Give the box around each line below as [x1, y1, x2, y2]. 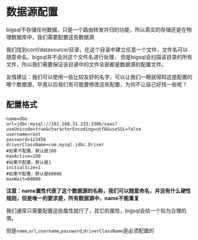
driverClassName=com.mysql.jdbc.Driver [6, 141, 105, 148]
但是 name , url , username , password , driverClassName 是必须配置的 [6, 227, 155, 234]
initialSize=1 [6, 164, 41, 170]
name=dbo [6, 116, 28, 122]
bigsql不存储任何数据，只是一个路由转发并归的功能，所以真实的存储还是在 [6, 26, 187, 33]
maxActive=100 [6, 153, 41, 159]
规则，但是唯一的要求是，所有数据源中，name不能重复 [6, 194, 139, 202]
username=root [6, 131, 41, 137]
